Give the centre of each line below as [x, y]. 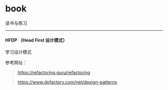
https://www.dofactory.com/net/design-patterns [67, 82]
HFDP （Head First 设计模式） [36, 40]
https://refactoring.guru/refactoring [54, 73]
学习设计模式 [18, 52]
